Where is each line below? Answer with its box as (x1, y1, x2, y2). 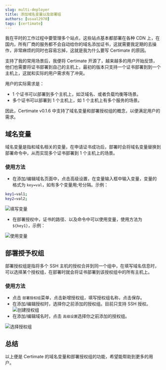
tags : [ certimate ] (5, 21, 43, 26)
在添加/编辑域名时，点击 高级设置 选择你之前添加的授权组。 (12, 313, 130, 319)
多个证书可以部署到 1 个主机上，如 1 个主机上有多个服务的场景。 (12, 97, 142, 104)
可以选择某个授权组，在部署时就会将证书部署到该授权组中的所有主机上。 (5, 269, 152, 275)
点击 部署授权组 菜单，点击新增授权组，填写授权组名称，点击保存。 (12, 295, 145, 301)
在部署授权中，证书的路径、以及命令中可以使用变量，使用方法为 (12, 217, 142, 222)
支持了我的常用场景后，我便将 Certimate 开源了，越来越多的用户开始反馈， (5, 58, 158, 64)
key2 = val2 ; (5, 196, 28, 201)
